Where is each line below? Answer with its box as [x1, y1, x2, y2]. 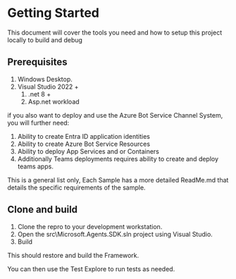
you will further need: [7, 118, 70, 127]
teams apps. [17, 162, 54, 170]
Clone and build [7, 204, 78, 216]
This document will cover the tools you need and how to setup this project [7, 28, 223, 37]
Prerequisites [7, 56, 68, 68]
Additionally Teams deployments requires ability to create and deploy [17, 154, 219, 163]
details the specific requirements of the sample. [7, 183, 146, 192]
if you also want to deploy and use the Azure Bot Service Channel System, [7, 111, 223, 119]
